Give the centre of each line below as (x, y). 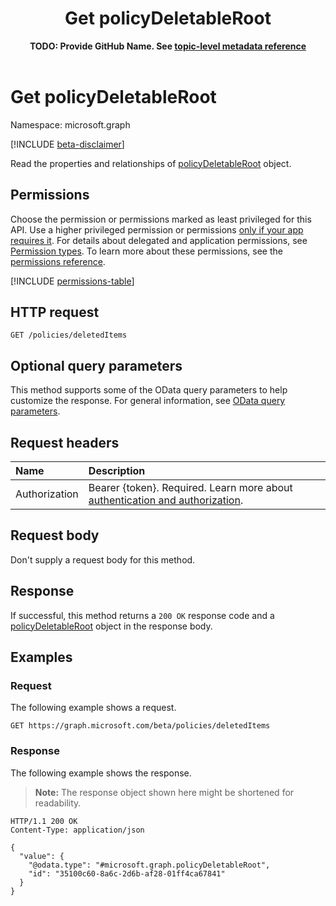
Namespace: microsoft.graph (70, 124)
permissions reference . (58, 261)
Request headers (65, 442)
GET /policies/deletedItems (69, 335)
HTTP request (55, 312)
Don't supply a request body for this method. (103, 559)
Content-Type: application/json (77, 830)
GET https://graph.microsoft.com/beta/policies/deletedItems (140, 726)
